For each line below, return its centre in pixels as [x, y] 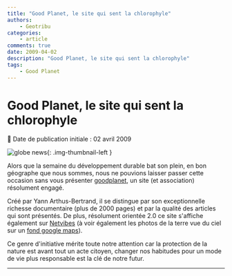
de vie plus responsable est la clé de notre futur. [76, 259]
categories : [24, 33]
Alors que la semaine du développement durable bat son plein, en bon [107, 166]
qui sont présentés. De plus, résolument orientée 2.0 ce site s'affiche [105, 216]
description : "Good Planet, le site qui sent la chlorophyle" [98, 59]
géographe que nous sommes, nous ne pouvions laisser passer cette [105, 173]
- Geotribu [35, 26]
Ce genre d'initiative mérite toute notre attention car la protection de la [107, 244]
